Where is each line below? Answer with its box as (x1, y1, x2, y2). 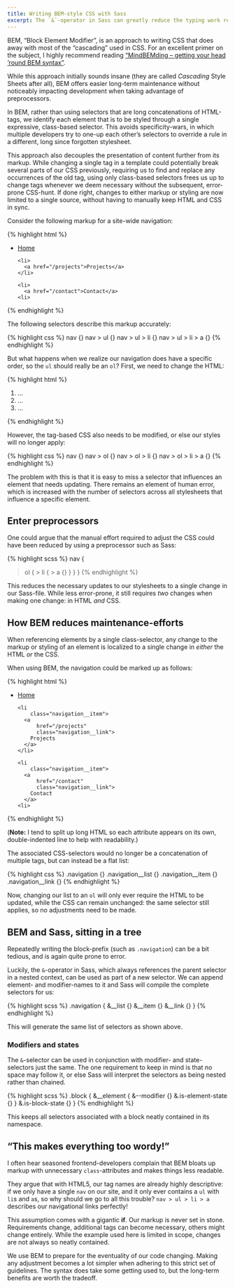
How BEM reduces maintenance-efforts (7, 617, 184, 629)
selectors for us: (7, 987, 55, 996)
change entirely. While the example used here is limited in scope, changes (7, 1231, 221, 1239)
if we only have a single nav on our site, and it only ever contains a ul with (7, 1187, 220, 1196)
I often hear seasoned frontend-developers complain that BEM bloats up (7, 1159, 216, 1168)
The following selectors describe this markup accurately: (7, 320, 171, 328)
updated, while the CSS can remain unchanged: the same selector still (7, 899, 210, 907)
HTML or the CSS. (7, 650, 59, 659)
